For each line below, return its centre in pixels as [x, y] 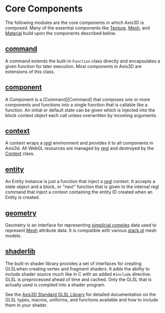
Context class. [20, 153]
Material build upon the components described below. [61, 33]
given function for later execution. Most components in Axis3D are [73, 66]
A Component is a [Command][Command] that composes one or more [78, 99]
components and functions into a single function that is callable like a [76, 104]
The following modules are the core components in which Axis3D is [74, 22]
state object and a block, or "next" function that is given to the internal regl [82, 187]
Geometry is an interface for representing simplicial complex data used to [81, 225]
